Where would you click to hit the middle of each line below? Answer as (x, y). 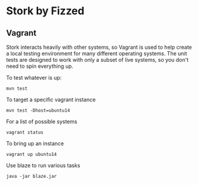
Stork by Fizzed (45, 11)
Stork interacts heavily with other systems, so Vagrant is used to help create (99, 47)
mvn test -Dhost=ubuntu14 (38, 111)
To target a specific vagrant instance (51, 100)
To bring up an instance (35, 143)
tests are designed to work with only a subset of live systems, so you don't (97, 60)
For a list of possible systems (42, 121)
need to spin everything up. (40, 66)
